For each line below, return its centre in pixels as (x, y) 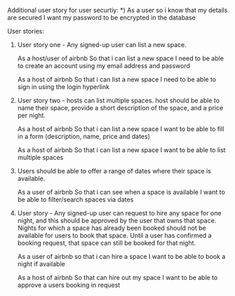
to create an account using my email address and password (104, 66)
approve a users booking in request (69, 285)
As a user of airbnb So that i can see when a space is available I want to (121, 192)
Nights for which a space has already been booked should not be (112, 228)
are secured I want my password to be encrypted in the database (102, 18)
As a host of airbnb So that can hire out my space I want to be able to (117, 277)
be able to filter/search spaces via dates (75, 200)
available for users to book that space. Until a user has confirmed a (114, 235)
